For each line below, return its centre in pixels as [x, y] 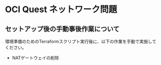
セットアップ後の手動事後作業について [62, 29]
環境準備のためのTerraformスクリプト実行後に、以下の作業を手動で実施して [81, 41]
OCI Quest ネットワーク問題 [61, 9]
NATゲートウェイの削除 [35, 58]
